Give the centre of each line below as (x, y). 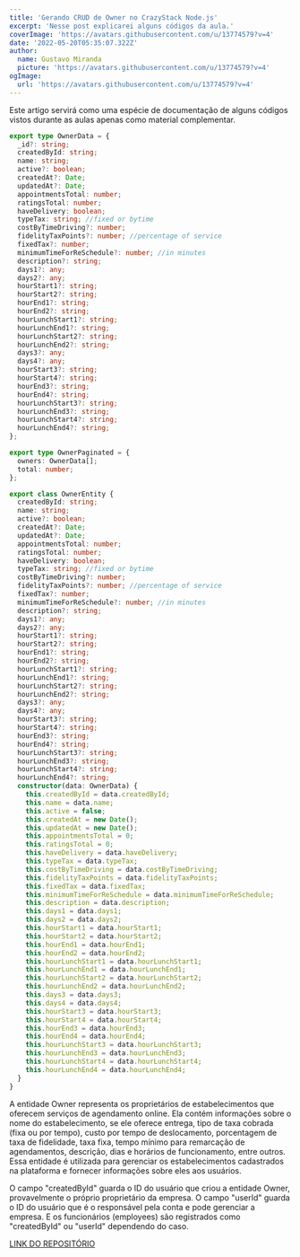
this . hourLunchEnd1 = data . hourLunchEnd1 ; (106, 970)
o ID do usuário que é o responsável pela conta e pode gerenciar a (132, 1207)
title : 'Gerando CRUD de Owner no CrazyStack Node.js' (114, 18)
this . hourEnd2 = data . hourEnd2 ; (86, 953)
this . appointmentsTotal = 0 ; (80, 836)
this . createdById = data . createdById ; (98, 795)
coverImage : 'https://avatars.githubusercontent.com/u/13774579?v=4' (142, 34)
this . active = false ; (65, 811)
